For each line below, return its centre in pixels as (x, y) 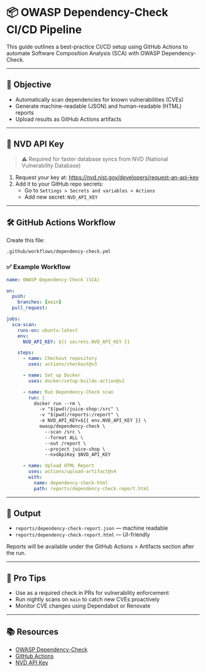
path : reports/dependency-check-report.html (91, 489)
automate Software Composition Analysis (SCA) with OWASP (83, 53)
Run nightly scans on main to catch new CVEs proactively (87, 600)
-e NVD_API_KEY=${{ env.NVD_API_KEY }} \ (93, 421)
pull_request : (30, 308)
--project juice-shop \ (75, 449)
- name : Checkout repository (60, 359)
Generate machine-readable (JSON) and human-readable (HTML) (98, 106)
